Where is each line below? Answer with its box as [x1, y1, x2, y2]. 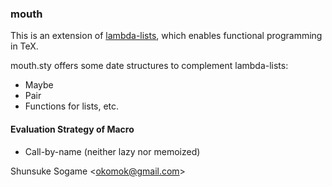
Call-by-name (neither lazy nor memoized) [24, 145, 201, 157]
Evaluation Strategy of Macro [10, 123, 135, 135]
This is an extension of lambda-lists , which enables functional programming [10, 30, 323, 42]
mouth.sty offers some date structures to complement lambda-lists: [10, 60, 289, 72]
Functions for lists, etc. [24, 100, 120, 112]
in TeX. [10, 40, 39, 52]
